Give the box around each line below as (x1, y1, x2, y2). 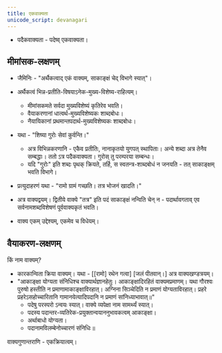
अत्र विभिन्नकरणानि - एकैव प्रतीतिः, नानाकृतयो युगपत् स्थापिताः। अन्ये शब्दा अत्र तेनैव (27, 145, 207, 153)
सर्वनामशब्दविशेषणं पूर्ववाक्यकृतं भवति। (17, 203, 99, 212)
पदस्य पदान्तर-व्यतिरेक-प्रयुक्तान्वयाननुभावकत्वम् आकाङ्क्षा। (27, 308, 157, 317)
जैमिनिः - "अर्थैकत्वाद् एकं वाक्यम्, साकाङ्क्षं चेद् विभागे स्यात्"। (17, 74, 152, 83)
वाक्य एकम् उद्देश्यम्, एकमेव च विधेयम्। (17, 217, 100, 225)
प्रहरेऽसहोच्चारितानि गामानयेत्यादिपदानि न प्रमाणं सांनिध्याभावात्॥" (17, 293, 155, 301)
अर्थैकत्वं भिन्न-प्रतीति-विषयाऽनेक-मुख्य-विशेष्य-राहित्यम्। (17, 88, 138, 97)
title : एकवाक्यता (7, 10, 48, 17)
